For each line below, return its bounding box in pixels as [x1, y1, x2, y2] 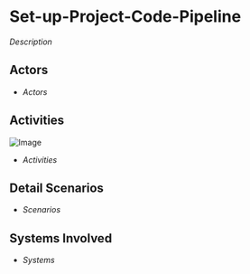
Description [9, 36, 52, 47]
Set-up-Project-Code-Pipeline [9, 6, 242, 27]
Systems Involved [9, 231, 113, 246]
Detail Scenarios [9, 180, 104, 195]
